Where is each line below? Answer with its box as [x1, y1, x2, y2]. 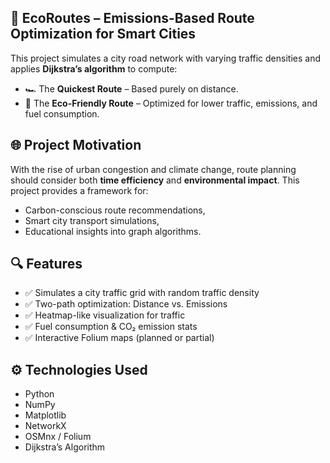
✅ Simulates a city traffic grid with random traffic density [24, 287, 260, 299]
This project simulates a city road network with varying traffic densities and [10, 52, 321, 64]
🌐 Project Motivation [10, 137, 142, 154]
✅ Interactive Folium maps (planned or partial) [24, 332, 215, 344]
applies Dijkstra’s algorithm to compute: [10, 62, 178, 75]
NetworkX [24, 420, 67, 432]
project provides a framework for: [10, 184, 149, 196]
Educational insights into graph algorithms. [24, 225, 202, 237]
